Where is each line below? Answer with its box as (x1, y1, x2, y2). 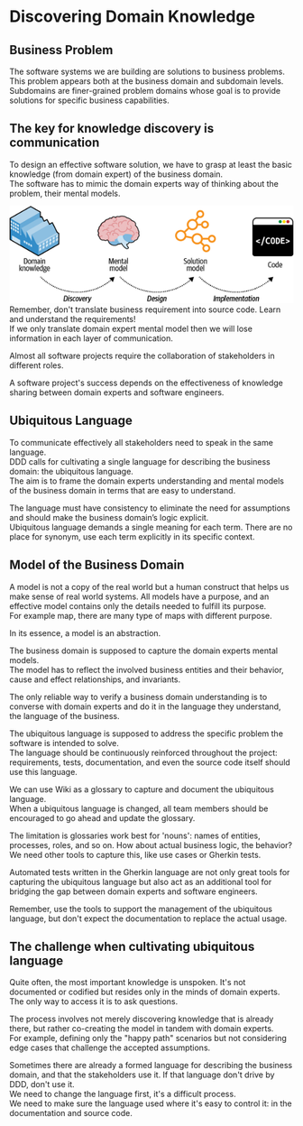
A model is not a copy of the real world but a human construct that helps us (9, 581, 289, 592)
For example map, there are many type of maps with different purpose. (9, 610, 272, 621)
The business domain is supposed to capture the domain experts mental (9, 645, 278, 656)
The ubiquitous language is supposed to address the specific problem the (9, 728, 284, 739)
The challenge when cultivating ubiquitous (9, 939, 255, 955)
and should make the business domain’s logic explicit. (9, 512, 209, 522)
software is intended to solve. (9, 737, 120, 748)
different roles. (9, 360, 64, 371)
